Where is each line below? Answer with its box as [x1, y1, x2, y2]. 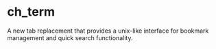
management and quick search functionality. [7, 33, 133, 42]
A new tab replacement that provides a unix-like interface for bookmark [7, 27, 209, 35]
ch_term [7, 4, 56, 20]
